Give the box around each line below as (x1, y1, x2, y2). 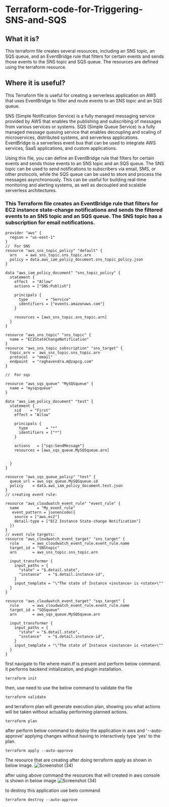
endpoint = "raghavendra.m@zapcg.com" (10, 359, 94, 364)
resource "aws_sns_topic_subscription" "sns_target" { (5, 346, 123, 351)
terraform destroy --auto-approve (5, 797, 78, 802)
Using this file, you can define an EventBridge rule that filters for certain (5, 155, 154, 161)
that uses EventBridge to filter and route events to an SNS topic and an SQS (5, 97, 162, 103)
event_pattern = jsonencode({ (12, 510, 76, 515)
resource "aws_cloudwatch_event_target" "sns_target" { (5, 536, 125, 542)
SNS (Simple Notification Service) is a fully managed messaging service (5, 113, 155, 119)
